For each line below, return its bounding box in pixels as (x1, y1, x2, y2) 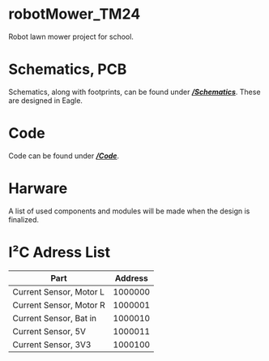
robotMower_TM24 (8, 5, 141, 24)
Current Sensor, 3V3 (12, 338, 92, 350)
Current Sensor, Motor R (12, 299, 105, 311)
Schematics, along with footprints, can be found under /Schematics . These (8, 87, 261, 97)
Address (114, 273, 148, 284)
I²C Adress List (8, 243, 111, 261)
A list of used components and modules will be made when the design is (8, 206, 250, 216)
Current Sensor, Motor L (12, 286, 105, 297)
